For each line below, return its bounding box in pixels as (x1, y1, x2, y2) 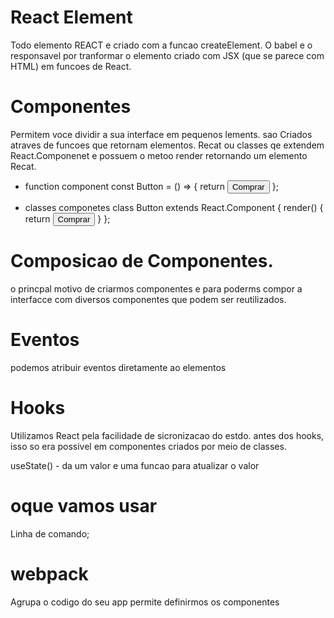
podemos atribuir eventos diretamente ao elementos (10, 361, 227, 373)
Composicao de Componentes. (10, 250, 274, 273)
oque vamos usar (10, 494, 158, 517)
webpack (10, 562, 89, 585)
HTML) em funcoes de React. (10, 60, 132, 72)
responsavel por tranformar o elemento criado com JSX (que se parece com (10, 49, 325, 61)
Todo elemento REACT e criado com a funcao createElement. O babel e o (10, 39, 313, 51)
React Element (10, 6, 133, 29)
